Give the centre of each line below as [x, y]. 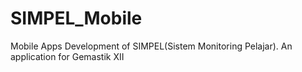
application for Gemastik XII [67, 56]
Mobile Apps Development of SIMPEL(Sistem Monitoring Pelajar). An [151, 46]
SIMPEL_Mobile [76, 18]
